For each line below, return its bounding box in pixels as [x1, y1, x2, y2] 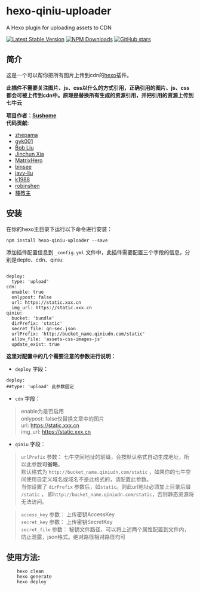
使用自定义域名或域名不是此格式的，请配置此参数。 [26, 476, 152, 483]
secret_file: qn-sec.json [11, 325, 76, 331]
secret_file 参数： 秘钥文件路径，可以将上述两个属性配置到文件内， [20, 525, 190, 533]
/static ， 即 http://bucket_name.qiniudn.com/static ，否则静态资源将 [20, 491, 194, 498]
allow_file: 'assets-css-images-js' [11, 336, 103, 342]
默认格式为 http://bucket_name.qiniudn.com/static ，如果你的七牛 [20, 468, 186, 475]
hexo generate [17, 574, 52, 580]
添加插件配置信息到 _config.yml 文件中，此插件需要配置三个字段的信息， [6, 248, 185, 255]
